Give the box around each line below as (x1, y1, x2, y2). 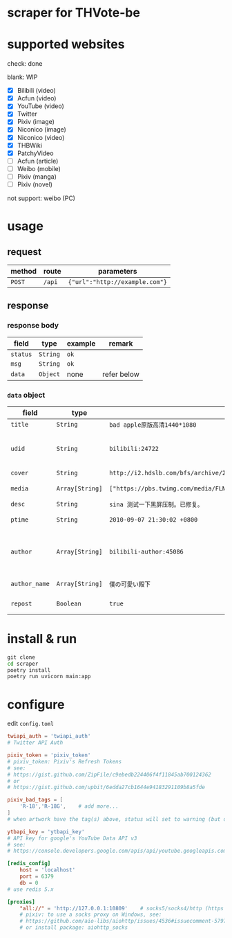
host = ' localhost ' (19, 867, 76, 874)
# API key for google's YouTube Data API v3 (7, 835, 137, 842)
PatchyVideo (17, 149, 54, 157)
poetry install (7, 666, 51, 673)
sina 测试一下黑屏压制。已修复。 (109, 500, 204, 508)
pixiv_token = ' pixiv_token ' (7, 752, 91, 759)
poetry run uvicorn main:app (7, 673, 91, 680)
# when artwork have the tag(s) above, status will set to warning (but (7, 815, 221, 822)
